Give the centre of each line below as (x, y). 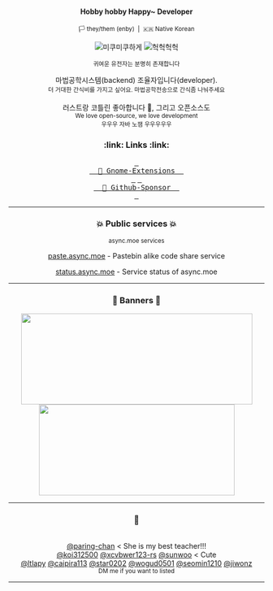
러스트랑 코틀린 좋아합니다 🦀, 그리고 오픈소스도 (136, 108)
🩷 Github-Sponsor (136, 187)
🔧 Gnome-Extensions (136, 170)
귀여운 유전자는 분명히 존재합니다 (136, 64)
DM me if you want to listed (136, 571)
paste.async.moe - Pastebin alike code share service (136, 255)
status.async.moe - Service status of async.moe (136, 272)
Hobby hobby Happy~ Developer (136, 11)
